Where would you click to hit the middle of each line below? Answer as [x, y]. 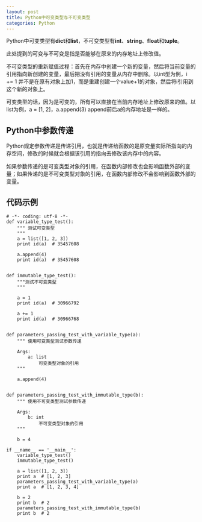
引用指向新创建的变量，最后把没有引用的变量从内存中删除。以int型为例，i [97, 74]
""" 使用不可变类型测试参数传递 [51, 401]
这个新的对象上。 [27, 89]
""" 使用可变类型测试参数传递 [49, 341]
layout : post [23, 12]
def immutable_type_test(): [41, 275]
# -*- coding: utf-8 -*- [37, 216]
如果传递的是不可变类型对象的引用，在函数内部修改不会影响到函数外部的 [106, 174]
